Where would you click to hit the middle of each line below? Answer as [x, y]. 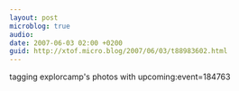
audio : [22, 34]
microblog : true [40, 26]
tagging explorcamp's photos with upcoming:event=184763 [120, 77]
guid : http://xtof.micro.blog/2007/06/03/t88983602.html [119, 51]
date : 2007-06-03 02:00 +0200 [66, 43]
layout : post [34, 18]
